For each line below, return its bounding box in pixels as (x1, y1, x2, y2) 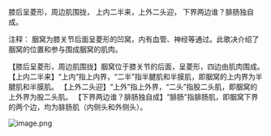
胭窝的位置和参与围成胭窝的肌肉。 (8, 45, 123, 54)
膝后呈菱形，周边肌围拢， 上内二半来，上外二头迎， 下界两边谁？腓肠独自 (8, 7, 254, 16)
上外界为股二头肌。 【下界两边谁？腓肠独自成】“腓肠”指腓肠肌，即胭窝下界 (8, 92, 259, 101)
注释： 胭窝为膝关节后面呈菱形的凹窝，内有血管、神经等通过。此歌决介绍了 (8, 35, 260, 44)
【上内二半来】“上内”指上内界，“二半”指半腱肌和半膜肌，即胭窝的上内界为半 (8, 72, 263, 81)
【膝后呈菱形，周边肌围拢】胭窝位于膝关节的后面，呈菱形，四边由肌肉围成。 (8, 62, 265, 71)
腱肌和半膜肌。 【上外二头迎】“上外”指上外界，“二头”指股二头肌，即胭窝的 (8, 82, 258, 91)
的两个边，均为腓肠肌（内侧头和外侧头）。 (8, 102, 148, 112)
